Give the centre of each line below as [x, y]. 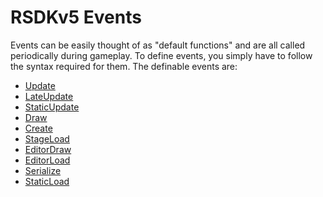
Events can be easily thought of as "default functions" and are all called [158, 45]
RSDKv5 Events [76, 17]
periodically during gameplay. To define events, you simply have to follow [161, 55]
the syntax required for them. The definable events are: [124, 66]
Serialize [43, 170]
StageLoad [47, 138]
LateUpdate [49, 96]
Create [38, 128]
